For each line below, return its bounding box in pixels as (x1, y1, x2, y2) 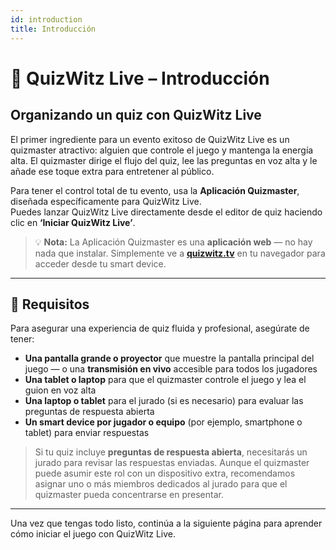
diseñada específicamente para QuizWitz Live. (10, 195, 202, 207)
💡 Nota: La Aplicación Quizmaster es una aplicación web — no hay (34, 236, 313, 248)
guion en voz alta (24, 384, 97, 396)
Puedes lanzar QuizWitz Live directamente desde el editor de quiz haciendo (10, 206, 323, 218)
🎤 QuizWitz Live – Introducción (10, 67, 270, 90)
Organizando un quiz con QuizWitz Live (10, 107, 262, 124)
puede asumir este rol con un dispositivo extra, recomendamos (34, 467, 296, 480)
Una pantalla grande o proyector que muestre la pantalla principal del (24, 352, 315, 365)
